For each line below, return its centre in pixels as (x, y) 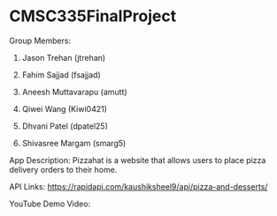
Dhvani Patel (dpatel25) (65, 126)
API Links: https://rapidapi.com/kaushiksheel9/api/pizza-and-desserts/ (138, 186)
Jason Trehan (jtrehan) (64, 57)
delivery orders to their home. (63, 169)
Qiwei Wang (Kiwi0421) (65, 108)
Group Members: (40, 41)
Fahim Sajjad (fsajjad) (61, 74)
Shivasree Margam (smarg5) (74, 143)
